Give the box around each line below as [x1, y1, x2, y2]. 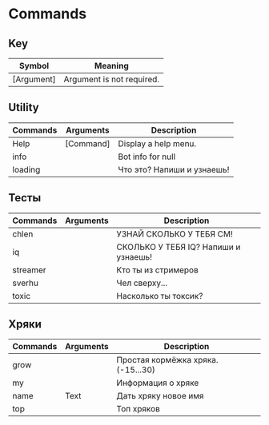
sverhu [12, 277, 38, 288]
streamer [12, 264, 46, 276]
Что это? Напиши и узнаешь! [118, 164, 230, 175]
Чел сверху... [116, 277, 168, 288]
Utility [8, 101, 39, 114]
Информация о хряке [116, 377, 199, 388]
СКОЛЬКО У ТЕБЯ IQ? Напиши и [116, 241, 241, 252]
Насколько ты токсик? [116, 290, 203, 301]
